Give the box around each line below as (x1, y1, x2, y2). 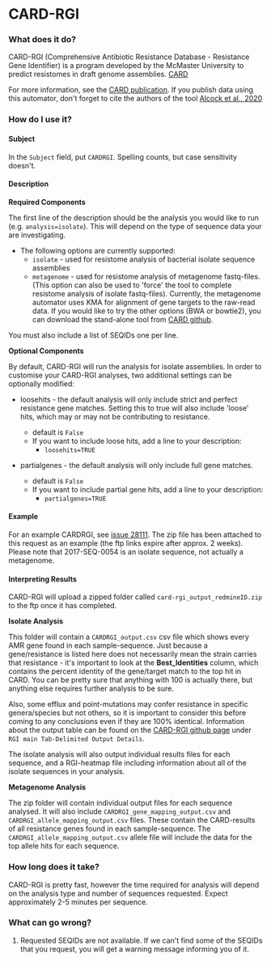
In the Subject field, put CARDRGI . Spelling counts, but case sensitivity (8, 151, 237, 162)
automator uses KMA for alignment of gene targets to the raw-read (32, 297, 256, 307)
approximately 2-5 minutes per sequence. (8, 896, 148, 907)
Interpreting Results (8, 574, 77, 584)
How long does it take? (8, 862, 100, 873)
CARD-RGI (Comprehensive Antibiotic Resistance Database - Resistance (8, 52, 250, 62)
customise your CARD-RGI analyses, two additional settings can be (8, 370, 232, 380)
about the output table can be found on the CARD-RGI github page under (8, 726, 252, 735)
